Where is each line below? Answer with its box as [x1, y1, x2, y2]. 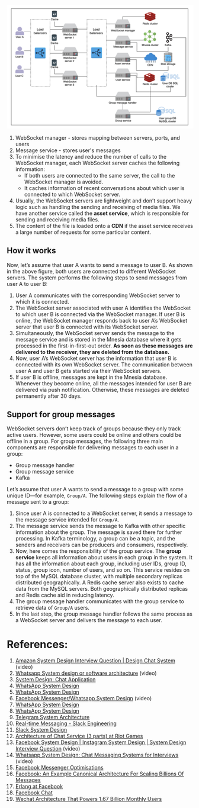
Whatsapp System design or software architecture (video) [15, 669, 157, 677]
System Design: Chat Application [15, 676, 96, 683]
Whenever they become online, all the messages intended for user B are [15, 379, 192, 387]
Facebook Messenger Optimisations [15, 764, 104, 771]
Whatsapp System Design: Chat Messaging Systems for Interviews [15, 751, 179, 759]
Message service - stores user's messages [15, 147, 121, 154]
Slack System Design [15, 726, 68, 733]
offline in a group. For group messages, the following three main [7, 437, 163, 445]
